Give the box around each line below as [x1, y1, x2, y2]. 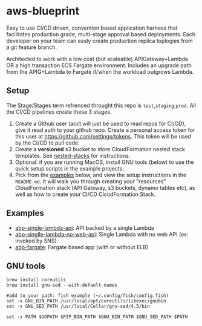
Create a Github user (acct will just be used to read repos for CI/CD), [15, 120, 186, 127]
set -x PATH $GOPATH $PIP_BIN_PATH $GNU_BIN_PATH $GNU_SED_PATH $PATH [6, 314, 188, 320]
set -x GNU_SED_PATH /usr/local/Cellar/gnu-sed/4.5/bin [6, 304, 150, 310]
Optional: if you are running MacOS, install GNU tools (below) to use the [15, 158, 195, 166]
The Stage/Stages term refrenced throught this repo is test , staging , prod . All [6, 102, 197, 109]
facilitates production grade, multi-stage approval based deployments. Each [6, 30, 195, 37]
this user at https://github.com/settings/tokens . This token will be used [15, 132, 192, 140]
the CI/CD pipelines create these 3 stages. [6, 108, 112, 116]
